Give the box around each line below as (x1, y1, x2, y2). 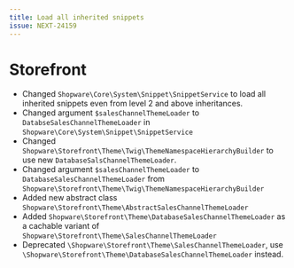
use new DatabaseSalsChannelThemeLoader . (21, 154, 177, 165)
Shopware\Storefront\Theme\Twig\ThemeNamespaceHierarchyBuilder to (21, 146, 275, 156)
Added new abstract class (21, 193, 118, 203)
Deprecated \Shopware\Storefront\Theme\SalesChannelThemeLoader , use (21, 240, 283, 250)
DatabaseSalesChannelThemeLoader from (21, 174, 166, 185)
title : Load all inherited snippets (9, 12, 144, 22)
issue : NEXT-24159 (9, 21, 77, 30)
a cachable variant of (21, 221, 100, 232)
